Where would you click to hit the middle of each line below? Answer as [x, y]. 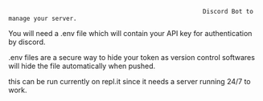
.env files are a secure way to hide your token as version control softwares [132, 57]
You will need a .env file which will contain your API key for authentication [130, 33]
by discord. [27, 42]
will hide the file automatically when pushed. [82, 66]
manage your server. [43, 18]
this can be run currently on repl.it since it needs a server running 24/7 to [129, 81]
